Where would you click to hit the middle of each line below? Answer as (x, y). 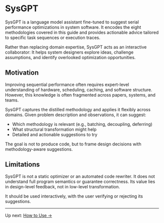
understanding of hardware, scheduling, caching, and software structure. (79, 90)
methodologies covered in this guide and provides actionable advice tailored (82, 32)
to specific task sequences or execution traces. (53, 38)
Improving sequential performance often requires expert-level (67, 84)
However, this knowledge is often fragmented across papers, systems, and (80, 95)
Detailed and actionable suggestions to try (55, 134)
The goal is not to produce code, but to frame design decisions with (73, 144)
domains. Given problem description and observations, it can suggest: (76, 115)
